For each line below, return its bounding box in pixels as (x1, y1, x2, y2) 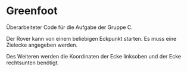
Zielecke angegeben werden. (6, 41, 78, 48)
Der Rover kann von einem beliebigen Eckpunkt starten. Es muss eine (6, 35, 177, 42)
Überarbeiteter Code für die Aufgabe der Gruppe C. (6, 24, 133, 31)
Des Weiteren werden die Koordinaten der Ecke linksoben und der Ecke (6, 53, 182, 60)
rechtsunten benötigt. (6, 59, 60, 66)
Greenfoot (6, 4, 58, 18)
